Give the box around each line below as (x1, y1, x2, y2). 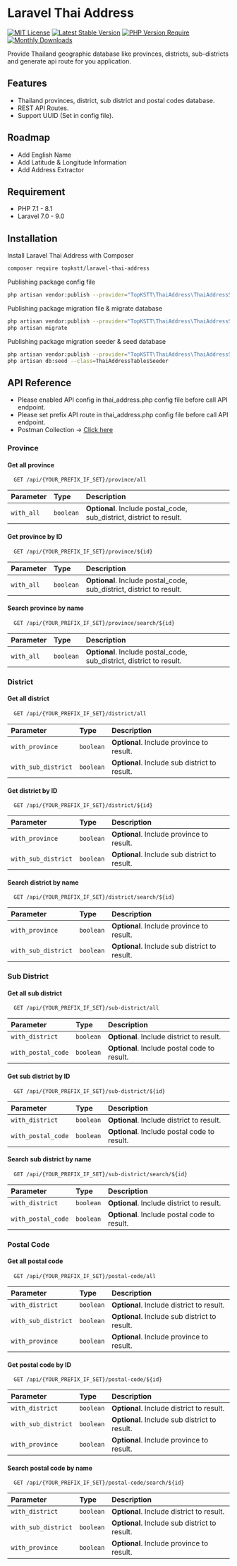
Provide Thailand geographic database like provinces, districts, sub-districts (7, 49, 229, 58)
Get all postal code (7, 1257, 63, 1265)
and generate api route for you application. (7, 56, 132, 65)
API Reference (7, 376, 72, 389)
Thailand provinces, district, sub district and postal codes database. (17, 96, 215, 104)
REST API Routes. (17, 104, 69, 112)
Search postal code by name (7, 1464, 93, 1472)
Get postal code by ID (7, 1361, 72, 1369)
